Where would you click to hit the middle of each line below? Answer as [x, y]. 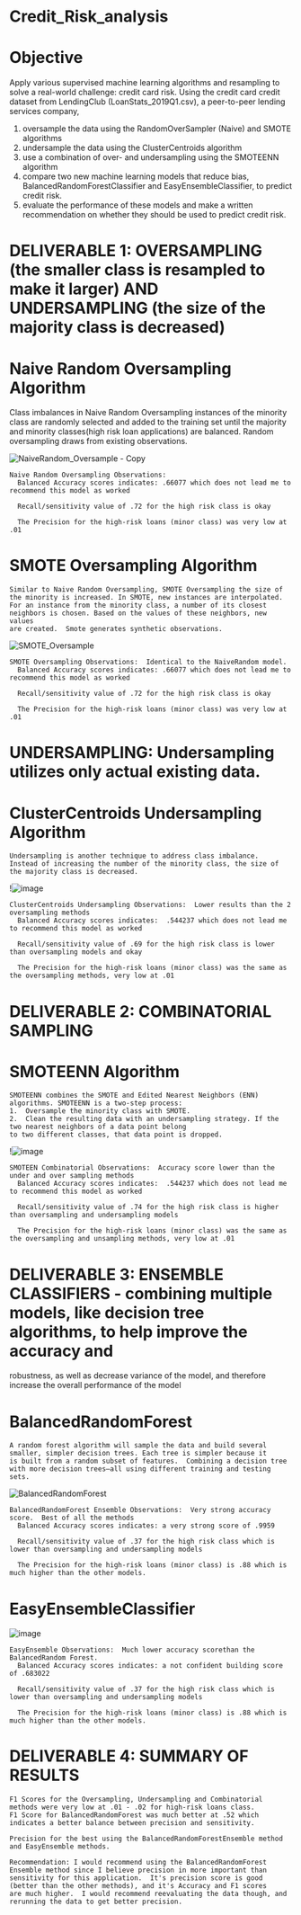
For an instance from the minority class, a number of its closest [138, 606]
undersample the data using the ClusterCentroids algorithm [132, 148]
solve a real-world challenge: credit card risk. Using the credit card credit [145, 93]
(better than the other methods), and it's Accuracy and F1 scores [138, 1886]
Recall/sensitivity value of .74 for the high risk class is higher [148, 1207]
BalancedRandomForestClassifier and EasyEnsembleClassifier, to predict [157, 186]
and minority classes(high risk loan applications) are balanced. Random [142, 432]
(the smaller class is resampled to [137, 270]
